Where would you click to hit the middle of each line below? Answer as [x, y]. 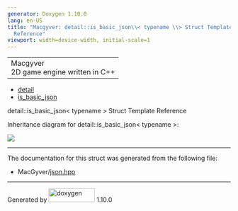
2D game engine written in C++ [63, 72]
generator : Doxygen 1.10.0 [47, 14]
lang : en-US [25, 21]
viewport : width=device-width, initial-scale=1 [79, 40]
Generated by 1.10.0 [60, 200]
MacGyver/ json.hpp [46, 172]
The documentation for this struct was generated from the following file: [113, 158]
